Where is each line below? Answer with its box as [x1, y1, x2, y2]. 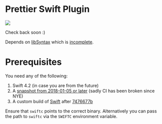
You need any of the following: [5, 73, 68, 79]
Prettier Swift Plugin [5, 3, 90, 15]
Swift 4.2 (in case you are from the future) [12, 82, 99, 88]
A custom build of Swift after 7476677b [12, 98, 93, 104]
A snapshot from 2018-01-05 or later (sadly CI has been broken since [12, 88, 155, 94]
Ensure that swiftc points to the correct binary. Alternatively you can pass [5, 108, 157, 114]
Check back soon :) [5, 29, 46, 35]
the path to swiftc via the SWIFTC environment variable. [5, 113, 118, 119]
